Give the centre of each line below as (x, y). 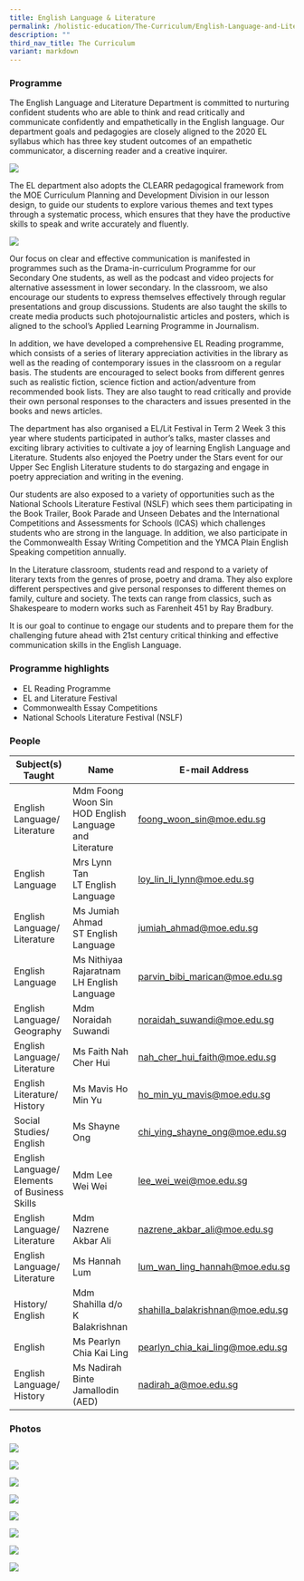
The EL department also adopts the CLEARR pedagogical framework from (147, 186)
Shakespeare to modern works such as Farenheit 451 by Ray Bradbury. (142, 608)
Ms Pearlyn (96, 1342)
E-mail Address (214, 770)
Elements (34, 1181)
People (25, 741)
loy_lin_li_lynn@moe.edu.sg (196, 879)
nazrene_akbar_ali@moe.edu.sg (206, 1229)
